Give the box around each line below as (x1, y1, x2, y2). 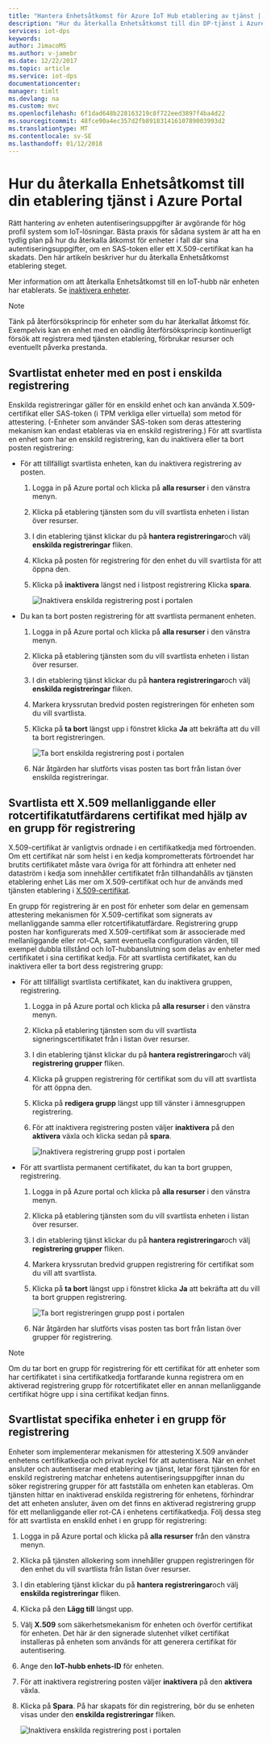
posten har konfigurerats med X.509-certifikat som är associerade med (8, 927, 246, 937)
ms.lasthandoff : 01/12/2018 (8, 139, 103, 148)
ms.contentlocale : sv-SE (8, 132, 92, 140)
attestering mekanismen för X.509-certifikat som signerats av (8, 910, 213, 920)
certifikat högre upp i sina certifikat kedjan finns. (8, 1390, 169, 1399)
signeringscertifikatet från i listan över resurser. (31, 1034, 190, 1044)
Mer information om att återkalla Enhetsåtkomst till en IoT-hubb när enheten (8, 276, 260, 287)
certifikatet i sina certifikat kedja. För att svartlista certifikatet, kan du (8, 953, 237, 963)
